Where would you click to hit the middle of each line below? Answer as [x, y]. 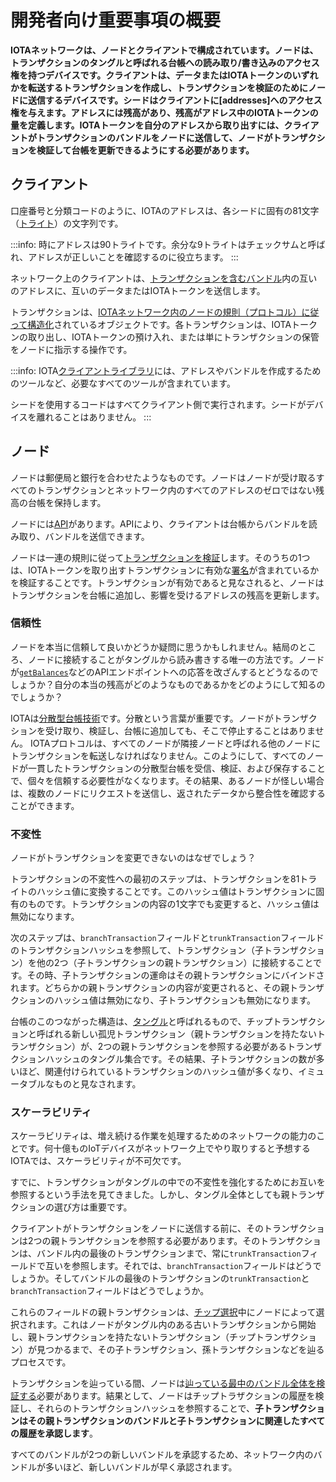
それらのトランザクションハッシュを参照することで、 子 [150, 1408]
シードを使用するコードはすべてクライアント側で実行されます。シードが [158, 404]
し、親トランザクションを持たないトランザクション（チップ [133, 1337]
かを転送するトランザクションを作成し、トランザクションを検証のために [159, 87]
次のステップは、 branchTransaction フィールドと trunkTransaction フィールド [167, 938]
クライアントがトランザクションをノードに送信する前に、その [137, 1228]
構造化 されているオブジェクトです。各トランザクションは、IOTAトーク [172, 324]
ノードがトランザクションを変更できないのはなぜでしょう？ [133, 858]
